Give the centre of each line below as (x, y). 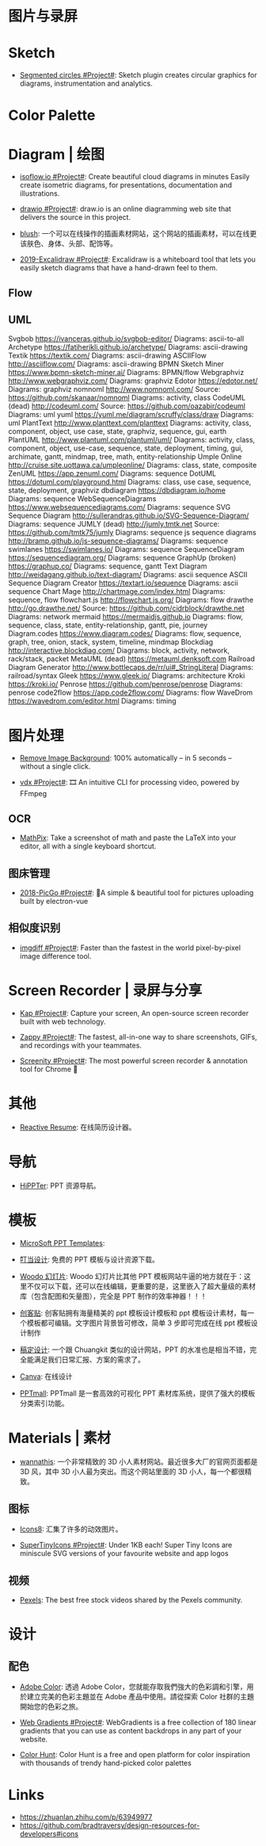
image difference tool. (55, 956)
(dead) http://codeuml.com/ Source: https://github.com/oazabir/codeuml (127, 406)
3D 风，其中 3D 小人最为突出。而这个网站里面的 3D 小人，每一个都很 (132, 1471)
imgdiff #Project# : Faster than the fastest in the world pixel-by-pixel (130, 948)
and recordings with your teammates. (81, 1045)
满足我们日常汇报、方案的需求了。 (89, 1359)
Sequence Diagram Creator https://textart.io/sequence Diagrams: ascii (123, 583)
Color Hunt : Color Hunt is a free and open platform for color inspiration (135, 1755)
